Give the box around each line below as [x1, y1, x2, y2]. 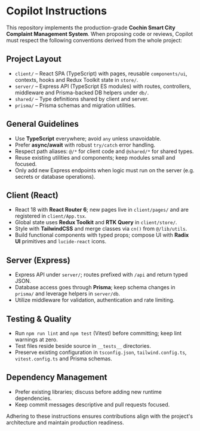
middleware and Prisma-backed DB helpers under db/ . [14, 88, 149, 96]
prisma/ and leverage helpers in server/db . [14, 290, 121, 297]
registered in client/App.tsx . [14, 212, 87, 219]
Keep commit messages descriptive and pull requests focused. [14, 401, 170, 408]
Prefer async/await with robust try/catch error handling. [14, 141, 156, 148]
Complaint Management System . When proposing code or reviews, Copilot [6, 30, 193, 37]
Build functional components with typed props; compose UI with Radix [14, 231, 189, 239]
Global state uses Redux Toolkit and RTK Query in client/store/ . [14, 219, 177, 226]
